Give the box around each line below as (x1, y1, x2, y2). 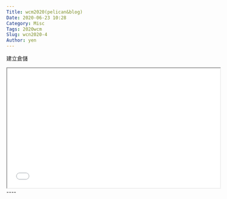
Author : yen (6, 37, 37, 43)
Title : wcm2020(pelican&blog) (6, 9, 83, 15)
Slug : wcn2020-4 (6, 32, 47, 38)
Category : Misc (6, 20, 45, 26)
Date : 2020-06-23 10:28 (6, 15, 67, 21)
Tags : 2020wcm (6, 26, 43, 32)
